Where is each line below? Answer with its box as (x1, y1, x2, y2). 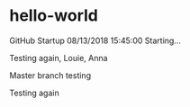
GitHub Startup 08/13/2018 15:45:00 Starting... (9, 35, 182, 46)
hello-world (9, 5, 99, 26)
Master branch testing (9, 69, 92, 81)
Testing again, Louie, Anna (9, 52, 108, 63)
